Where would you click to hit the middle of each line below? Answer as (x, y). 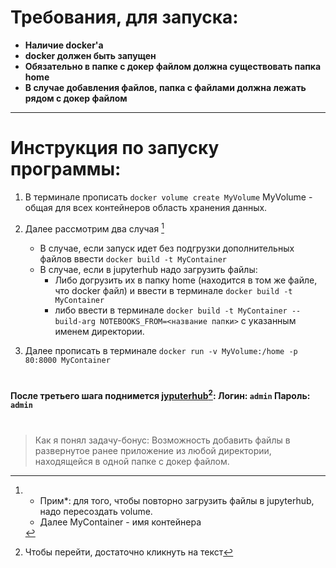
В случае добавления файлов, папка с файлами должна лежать (165, 87)
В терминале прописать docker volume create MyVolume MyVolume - (168, 197)
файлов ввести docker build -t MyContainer (133, 258)
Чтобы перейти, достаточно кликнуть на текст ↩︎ (129, 552)
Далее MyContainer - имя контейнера (120, 522)
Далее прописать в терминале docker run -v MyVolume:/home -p (161, 350)
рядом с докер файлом (76, 98)
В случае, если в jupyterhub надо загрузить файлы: (148, 269)
